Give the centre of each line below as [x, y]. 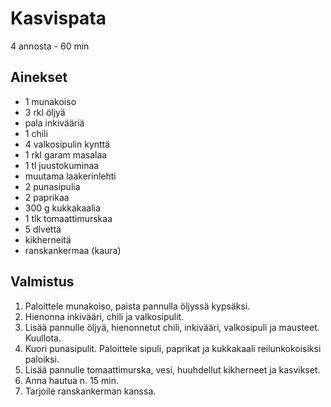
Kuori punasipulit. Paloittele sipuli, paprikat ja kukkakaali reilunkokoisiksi [173, 348]
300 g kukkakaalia [62, 208]
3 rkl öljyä [45, 112]
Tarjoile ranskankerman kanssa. [90, 391]
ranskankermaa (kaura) [73, 250]
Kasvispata [58, 18]
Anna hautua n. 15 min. [72, 380]
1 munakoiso [50, 101]
